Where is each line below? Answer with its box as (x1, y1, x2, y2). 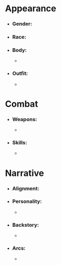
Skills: (12, 139, 27, 146)
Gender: (12, 21, 33, 27)
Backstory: (12, 221, 39, 228)
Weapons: (12, 116, 38, 122)
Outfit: (12, 70, 28, 77)
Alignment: (12, 185, 40, 192)
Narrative (5, 168, 44, 179)
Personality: (12, 198, 42, 205)
